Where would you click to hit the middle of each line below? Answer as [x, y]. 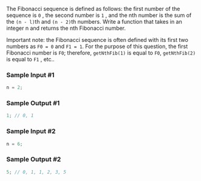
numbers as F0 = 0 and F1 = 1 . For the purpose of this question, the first [97, 46]
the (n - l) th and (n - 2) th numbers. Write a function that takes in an [94, 22]
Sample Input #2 [31, 131]
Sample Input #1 [30, 75]
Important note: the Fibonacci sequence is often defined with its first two [97, 40]
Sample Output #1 [33, 103]
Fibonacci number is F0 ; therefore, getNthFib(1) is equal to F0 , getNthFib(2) [101, 53]
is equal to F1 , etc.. [30, 59]
